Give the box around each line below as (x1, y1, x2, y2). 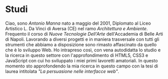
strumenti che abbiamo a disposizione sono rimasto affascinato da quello (5, 41, 157, 47)
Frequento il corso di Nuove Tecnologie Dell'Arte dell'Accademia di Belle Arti (5, 31, 163, 37)
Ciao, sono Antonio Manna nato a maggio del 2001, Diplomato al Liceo (5, 20, 151, 26)
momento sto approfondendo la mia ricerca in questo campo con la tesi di (5, 63, 158, 69)
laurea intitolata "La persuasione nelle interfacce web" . (5, 68, 119, 74)
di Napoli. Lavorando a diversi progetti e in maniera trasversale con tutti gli (5, 36, 159, 42)
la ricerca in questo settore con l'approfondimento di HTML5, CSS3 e (5, 52, 148, 58)
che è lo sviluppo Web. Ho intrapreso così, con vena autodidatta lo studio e (5, 47, 161, 53)
